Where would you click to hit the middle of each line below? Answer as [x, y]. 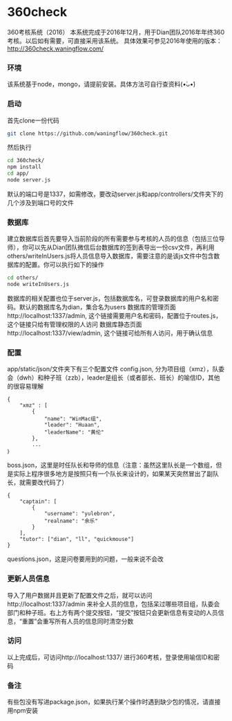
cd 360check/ [26, 161]
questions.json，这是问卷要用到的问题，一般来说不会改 [85, 559]
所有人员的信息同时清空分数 [94, 621]
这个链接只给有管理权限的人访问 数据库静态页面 [75, 324]
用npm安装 [23, 711]
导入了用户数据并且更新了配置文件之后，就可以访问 [80, 595]
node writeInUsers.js [38, 285]
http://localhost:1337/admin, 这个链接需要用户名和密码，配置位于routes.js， [115, 315]
